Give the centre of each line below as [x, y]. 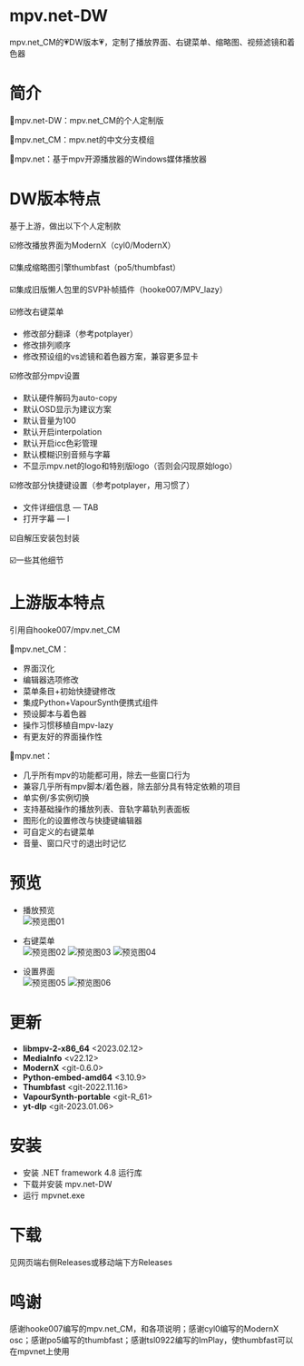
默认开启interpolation [62, 431]
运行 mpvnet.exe [54, 1195]
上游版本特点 [58, 603]
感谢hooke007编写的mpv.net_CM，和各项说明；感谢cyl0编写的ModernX [144, 1329]
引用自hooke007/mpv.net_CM [65, 629]
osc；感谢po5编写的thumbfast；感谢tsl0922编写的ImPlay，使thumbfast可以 [152, 1341]
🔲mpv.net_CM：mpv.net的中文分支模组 [82, 139]
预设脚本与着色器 [54, 713]
